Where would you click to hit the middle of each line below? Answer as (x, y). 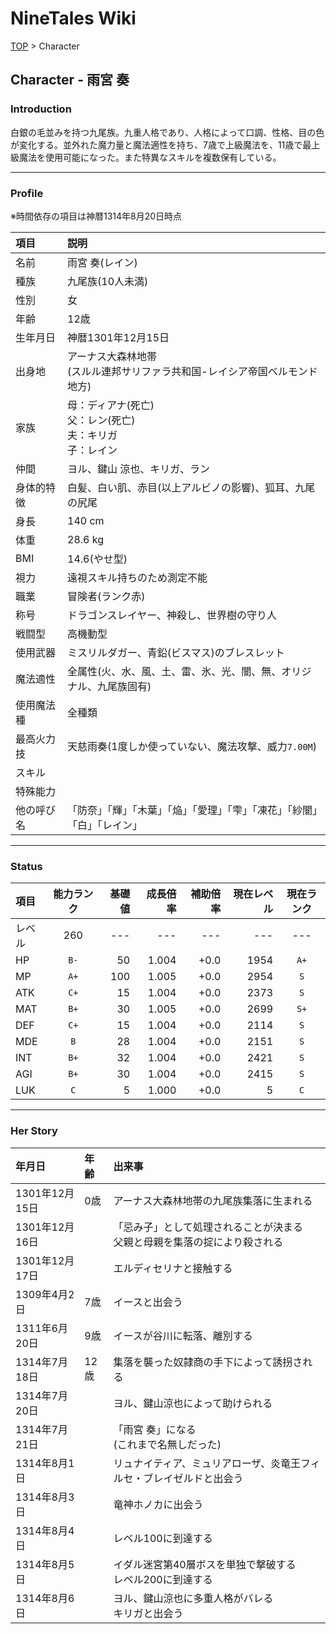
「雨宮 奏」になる (155, 1429)
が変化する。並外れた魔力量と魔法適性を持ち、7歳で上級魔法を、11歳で (156, 144)
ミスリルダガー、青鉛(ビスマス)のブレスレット (176, 652)
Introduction (41, 109)
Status (26, 866)
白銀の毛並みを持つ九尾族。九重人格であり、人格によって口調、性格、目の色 (167, 132)
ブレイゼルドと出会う (193, 1478)
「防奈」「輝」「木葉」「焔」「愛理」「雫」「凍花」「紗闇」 (192, 810)
